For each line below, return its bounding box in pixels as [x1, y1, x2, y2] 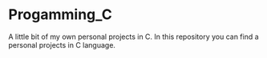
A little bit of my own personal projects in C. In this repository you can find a [8, 32, 259, 41]
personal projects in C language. [8, 40, 116, 49]
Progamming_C [8, 6, 112, 24]
